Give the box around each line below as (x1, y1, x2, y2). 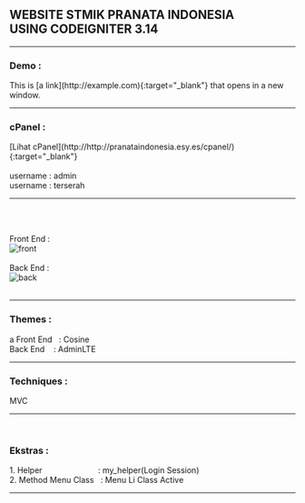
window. (9, 90, 41, 101)
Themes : (9, 313, 53, 326)
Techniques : (9, 375, 68, 387)
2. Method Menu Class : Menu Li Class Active (9, 475, 184, 486)
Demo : (9, 59, 42, 72)
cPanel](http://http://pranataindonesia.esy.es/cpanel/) (33, 141, 235, 153)
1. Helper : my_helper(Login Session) (9, 465, 200, 476)
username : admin (9, 170, 77, 181)
